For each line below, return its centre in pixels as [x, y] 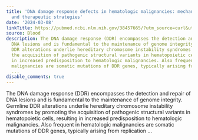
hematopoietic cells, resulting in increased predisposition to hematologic [94, 118]
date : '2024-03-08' [30, 22]
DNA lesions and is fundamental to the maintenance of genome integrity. [94, 100]
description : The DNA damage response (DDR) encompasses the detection [96, 39]
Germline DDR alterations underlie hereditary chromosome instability [90, 106]
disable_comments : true [35, 77]
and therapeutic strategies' [47, 17]
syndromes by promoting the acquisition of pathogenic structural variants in [98, 112]
